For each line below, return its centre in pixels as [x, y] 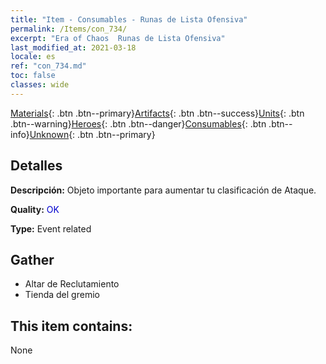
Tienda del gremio [62, 295]
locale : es [33, 57]
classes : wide [40, 85]
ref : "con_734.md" [48, 66]
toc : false [33, 76]
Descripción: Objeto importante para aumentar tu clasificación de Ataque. [163, 190]
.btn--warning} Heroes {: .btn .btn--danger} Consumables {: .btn [138, 123]
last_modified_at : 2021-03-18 [73, 47]
